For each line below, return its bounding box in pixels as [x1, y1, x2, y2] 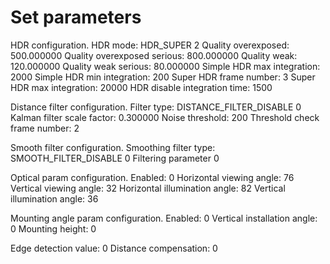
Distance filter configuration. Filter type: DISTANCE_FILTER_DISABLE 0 [10, 101, 302, 113]
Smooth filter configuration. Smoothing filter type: [10, 141, 216, 153]
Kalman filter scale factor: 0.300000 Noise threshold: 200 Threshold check [10, 111, 320, 123]
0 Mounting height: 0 [10, 222, 97, 235]
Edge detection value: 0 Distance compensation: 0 [10, 242, 218, 254]
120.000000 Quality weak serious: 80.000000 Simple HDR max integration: [10, 60, 321, 72]
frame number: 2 [10, 122, 80, 134]
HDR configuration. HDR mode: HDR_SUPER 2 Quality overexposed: [10, 39, 290, 51]
